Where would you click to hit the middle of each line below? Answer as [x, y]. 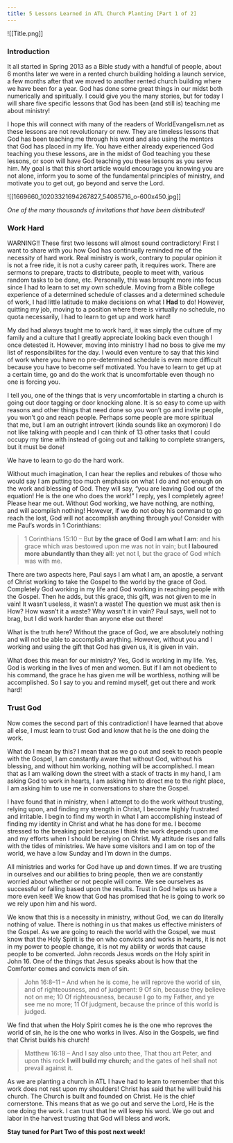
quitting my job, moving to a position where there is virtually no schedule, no [116, 310]
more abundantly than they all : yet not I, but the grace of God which [122, 554]
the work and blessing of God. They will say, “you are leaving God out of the [116, 489]
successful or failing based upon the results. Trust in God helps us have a [112, 888]
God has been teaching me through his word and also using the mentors [110, 139]
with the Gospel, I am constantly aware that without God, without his [105, 759]
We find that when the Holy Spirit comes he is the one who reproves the [110, 1025]
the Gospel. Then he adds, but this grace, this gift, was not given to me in [112, 597]
